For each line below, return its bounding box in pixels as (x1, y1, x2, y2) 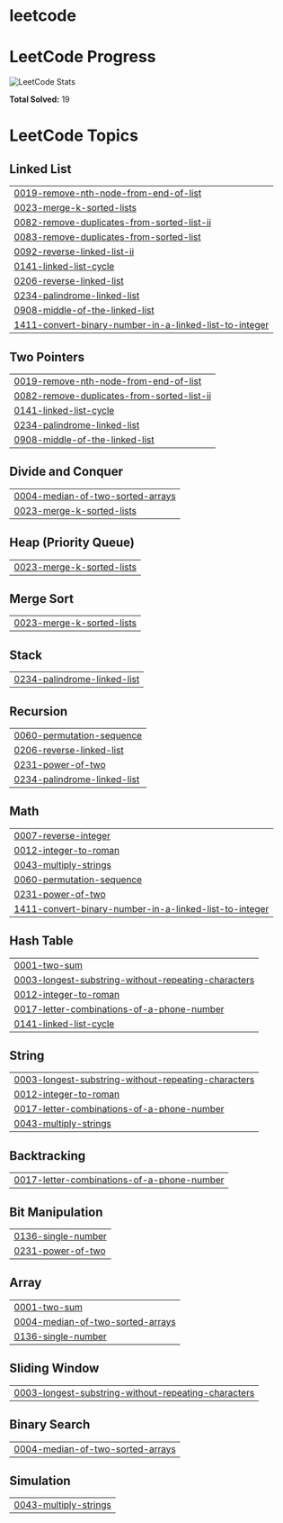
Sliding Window (9, 1361, 100, 1376)
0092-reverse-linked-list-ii (13, 245, 135, 258)
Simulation (9, 1473, 71, 1488)
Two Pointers (9, 349, 85, 365)
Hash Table (9, 934, 74, 949)
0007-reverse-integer (13, 829, 111, 842)
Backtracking (9, 1148, 86, 1163)
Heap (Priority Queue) (9, 535, 135, 551)
